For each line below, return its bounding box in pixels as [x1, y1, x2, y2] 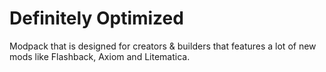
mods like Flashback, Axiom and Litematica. [9, 50, 191, 62]
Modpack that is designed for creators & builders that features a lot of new [9, 40, 317, 52]
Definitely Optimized [9, 7, 184, 30]
